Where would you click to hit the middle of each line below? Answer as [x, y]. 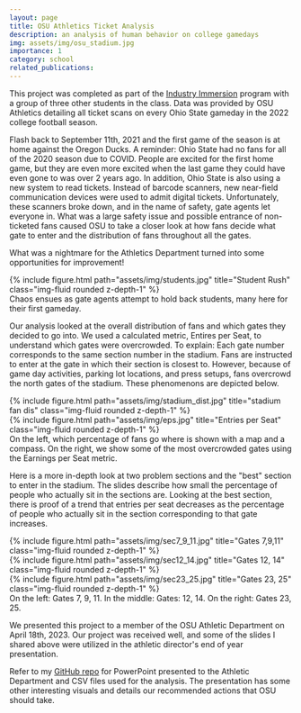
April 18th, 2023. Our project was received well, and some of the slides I [142, 635]
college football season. [54, 122]
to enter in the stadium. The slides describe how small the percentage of [144, 485]
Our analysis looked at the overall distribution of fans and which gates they [147, 326]
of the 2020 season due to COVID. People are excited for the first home [142, 158]
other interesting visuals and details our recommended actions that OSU [143, 690]
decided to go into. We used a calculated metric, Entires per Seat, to [136, 335]
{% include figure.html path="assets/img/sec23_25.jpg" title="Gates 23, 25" [150, 579]
